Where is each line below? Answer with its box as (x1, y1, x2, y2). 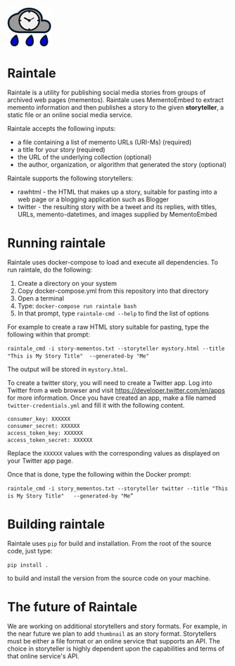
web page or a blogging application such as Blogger (17, 195, 170, 203)
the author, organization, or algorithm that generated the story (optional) (17, 161, 227, 169)
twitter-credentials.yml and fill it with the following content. (7, 401, 185, 410)
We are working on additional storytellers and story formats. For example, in (7, 622, 227, 631)
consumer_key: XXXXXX (7, 415, 71, 423)
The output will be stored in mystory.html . (7, 365, 128, 374)
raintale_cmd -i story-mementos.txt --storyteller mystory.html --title (7, 345, 225, 353)
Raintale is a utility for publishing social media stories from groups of (7, 88, 206, 97)
